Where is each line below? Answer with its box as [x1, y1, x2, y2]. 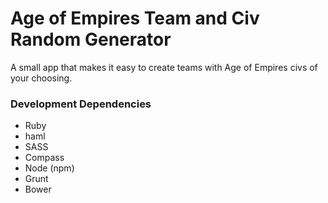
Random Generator [10, 28, 172, 51]
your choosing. [10, 72, 73, 84]
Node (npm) [24, 162, 75, 174]
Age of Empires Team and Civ [10, 7, 260, 30]
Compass [24, 152, 65, 164]
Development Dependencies [10, 97, 152, 111]
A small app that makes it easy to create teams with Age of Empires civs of [10, 61, 318, 73]
